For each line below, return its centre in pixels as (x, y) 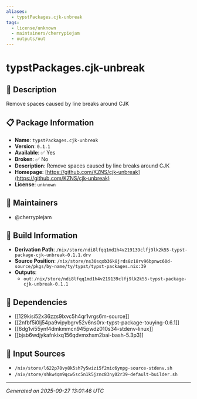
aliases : (17, 11)
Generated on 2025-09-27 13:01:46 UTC (55, 391)
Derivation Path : (35, 250)
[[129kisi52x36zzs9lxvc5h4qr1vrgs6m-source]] (72, 316)
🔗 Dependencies (37, 302)
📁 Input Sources (36, 353)
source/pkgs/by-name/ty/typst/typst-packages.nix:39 (80, 267)
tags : (13, 22)
